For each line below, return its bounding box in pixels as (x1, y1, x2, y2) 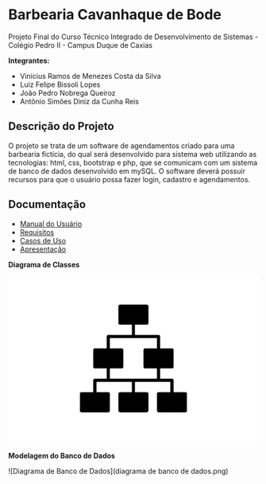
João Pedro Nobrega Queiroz (19, 88, 117, 97)
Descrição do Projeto (8, 119, 114, 133)
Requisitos (19, 227, 55, 236)
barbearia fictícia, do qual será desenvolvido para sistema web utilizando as (8, 149, 257, 158)
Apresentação (19, 244, 66, 254)
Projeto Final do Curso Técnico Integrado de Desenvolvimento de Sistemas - (8, 32, 259, 41)
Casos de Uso (19, 236, 66, 245)
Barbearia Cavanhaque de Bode (8, 6, 222, 24)
